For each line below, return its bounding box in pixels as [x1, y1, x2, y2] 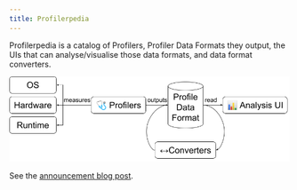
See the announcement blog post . [9, 170, 133, 181]
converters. [9, 59, 52, 69]
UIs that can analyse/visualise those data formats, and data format [9, 49, 253, 59]
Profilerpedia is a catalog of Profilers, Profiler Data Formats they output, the [9, 40, 286, 51]
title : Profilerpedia [9, 14, 90, 23]
